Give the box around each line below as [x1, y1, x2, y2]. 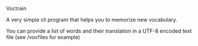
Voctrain [6, 5, 27, 12]
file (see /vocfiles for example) [6, 34, 81, 40]
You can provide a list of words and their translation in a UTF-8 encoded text [6, 27, 192, 34]
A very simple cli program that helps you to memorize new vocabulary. [6, 16, 178, 23]
